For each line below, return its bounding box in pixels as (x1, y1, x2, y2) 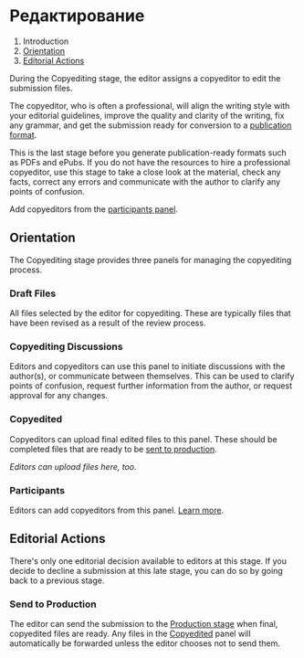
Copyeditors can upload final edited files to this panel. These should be (9, 433, 278, 444)
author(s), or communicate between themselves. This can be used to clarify (9, 371, 295, 382)
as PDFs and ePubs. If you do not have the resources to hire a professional (9, 156, 290, 167)
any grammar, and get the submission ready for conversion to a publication (9, 120, 292, 131)
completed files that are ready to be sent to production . (9, 443, 217, 454)
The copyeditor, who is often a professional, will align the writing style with (9, 100, 290, 111)
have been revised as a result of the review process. (9, 317, 206, 329)
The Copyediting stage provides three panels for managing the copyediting (9, 254, 292, 265)
